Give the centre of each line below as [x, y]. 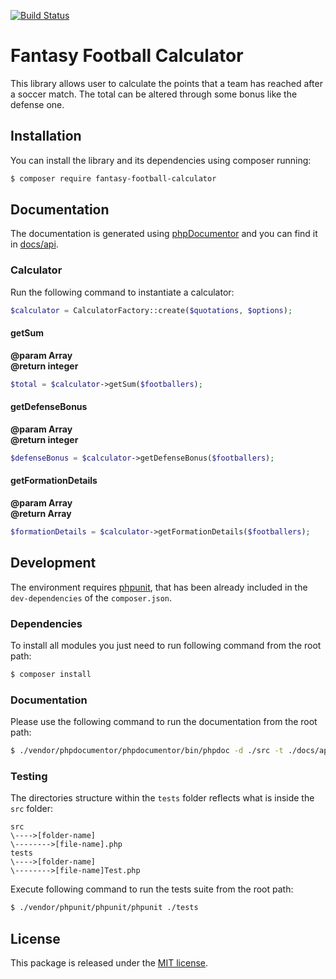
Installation [46, 136]
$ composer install [51, 674]
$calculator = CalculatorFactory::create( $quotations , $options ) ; [151, 310]
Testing [29, 776]
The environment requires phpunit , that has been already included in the [159, 587]
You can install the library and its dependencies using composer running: [161, 160]
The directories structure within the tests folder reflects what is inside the [162, 798]
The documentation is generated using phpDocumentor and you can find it [164, 234]
